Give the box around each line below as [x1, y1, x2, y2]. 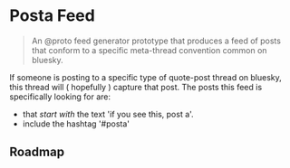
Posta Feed [9, 5, 95, 26]
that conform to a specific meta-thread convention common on [31, 44, 267, 55]
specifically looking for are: [9, 91, 111, 102]
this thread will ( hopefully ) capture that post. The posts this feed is [9, 81, 263, 92]
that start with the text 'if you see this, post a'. [22, 108, 194, 119]
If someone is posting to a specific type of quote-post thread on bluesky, [9, 71, 283, 82]
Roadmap [9, 145, 65, 160]
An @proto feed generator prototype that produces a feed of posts [31, 35, 281, 46]
